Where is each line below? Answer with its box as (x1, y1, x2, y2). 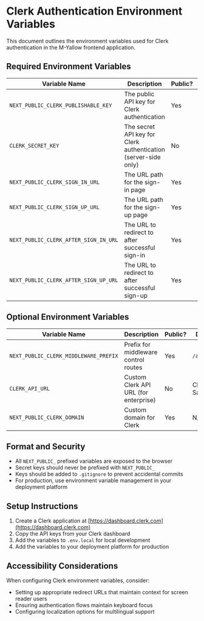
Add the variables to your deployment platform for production (15, 543, 169, 550)
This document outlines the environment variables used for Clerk (6, 37, 169, 44)
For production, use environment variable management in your (15, 477, 172, 484)
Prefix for (124, 340, 151, 349)
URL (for (124, 388, 149, 397)
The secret (124, 122, 155, 131)
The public (124, 89, 155, 98)
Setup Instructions (6, 501, 78, 512)
